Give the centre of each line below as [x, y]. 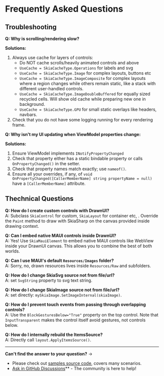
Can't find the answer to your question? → [49, 354]
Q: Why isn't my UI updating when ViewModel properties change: [73, 134]
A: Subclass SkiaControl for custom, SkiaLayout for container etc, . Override [82, 216]
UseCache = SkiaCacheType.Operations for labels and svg [76, 68]
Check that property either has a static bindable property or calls [77, 158]
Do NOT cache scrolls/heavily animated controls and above [79, 63]
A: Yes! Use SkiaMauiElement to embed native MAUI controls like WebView [79, 240]
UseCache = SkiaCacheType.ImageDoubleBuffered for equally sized [85, 94]
